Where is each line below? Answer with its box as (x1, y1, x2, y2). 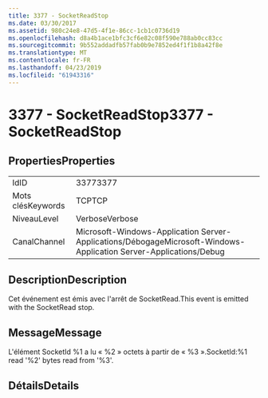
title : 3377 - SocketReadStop (8, 11, 109, 20)
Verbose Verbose (75, 213, 139, 224)
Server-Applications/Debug (120, 245, 225, 257)
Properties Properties (8, 154, 116, 168)
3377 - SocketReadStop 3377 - (8, 105, 214, 124)
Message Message (8, 325, 102, 340)
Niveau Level (12, 213, 59, 224)
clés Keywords (12, 200, 65, 211)
